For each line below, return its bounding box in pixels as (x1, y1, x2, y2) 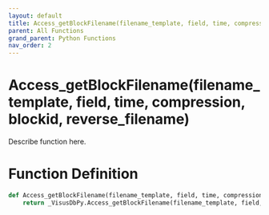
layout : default (8, 11, 62, 20)
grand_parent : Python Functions (8, 34, 116, 43)
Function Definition (8, 165, 139, 183)
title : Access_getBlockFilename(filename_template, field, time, (8, 19, 231, 27)
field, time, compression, (75, 93, 246, 112)
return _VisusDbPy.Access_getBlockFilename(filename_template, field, (22, 198, 263, 207)
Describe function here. (8, 137, 86, 147)
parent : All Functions (8, 26, 84, 34)
